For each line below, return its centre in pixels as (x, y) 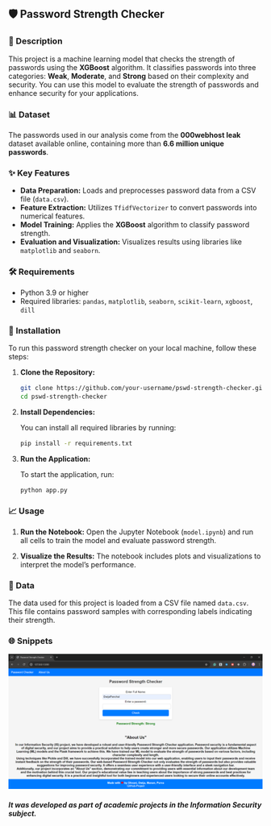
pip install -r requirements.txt (76, 443)
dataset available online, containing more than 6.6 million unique (116, 143)
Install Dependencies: (57, 412)
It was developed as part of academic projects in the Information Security (135, 804)
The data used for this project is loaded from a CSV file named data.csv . (129, 603)
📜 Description (35, 41)
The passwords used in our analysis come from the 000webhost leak (125, 135)
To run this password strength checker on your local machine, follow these (132, 348)
